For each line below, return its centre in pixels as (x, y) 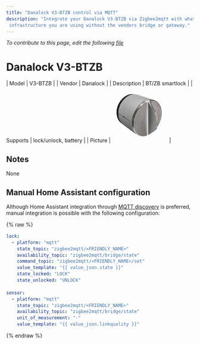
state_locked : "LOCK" (43, 274)
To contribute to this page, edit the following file (65, 43)
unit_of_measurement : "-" (49, 318)
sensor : (16, 293)
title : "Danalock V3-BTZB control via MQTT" (62, 13)
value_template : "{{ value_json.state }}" (70, 268)
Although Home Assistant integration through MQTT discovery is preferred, (99, 206)
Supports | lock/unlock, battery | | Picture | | (89, 141)
